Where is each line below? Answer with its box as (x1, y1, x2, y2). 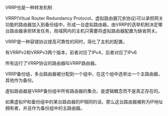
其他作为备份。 (5, 78, 36, 83)
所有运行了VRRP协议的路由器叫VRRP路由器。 (5, 60, 99, 66)
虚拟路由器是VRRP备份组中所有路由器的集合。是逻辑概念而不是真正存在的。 (5, 88, 163, 94)
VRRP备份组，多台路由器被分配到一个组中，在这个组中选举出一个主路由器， (5, 71, 163, 77)
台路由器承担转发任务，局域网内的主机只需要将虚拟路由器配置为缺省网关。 (5, 28, 160, 34)
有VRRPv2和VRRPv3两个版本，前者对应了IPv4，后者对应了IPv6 (5, 50, 137, 55)
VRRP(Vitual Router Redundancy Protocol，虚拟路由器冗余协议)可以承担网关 (5, 15, 163, 21)
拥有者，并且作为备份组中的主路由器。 (5, 105, 85, 111)
